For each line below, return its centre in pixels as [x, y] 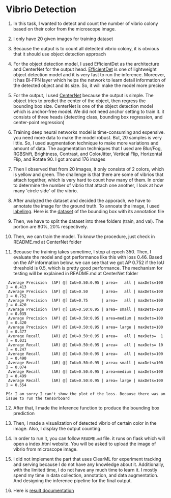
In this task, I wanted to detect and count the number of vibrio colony [85, 23]
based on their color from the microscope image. [64, 28]
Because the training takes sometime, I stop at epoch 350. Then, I [82, 252]
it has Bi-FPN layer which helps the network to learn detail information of [89, 80]
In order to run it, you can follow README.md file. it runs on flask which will [89, 438]
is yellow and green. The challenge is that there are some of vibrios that [88, 174]
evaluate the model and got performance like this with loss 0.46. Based [88, 257]
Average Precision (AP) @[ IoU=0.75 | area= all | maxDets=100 [85, 300]
